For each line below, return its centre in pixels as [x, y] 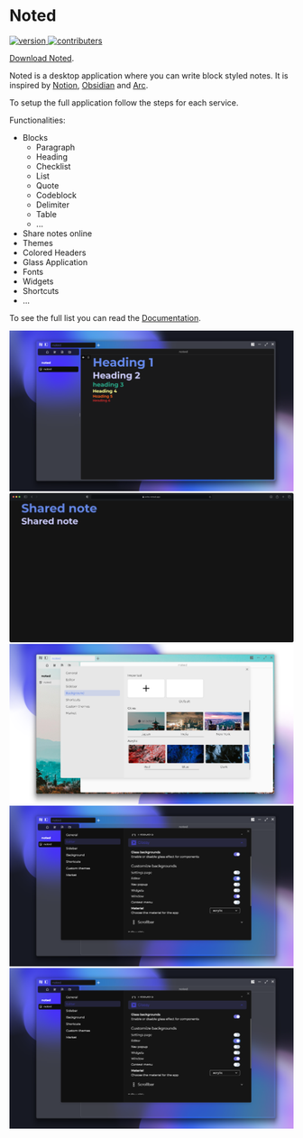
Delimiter [53, 205]
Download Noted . [42, 58]
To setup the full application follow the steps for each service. [124, 102]
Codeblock [56, 195]
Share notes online [57, 233]
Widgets [38, 281]
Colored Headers [54, 252]
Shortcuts [41, 290]
